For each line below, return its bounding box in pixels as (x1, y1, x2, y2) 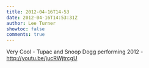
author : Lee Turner (6, 20, 56, 26)
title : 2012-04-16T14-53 (6, 8, 70, 15)
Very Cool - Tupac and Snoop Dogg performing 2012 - (6, 48, 144, 55)
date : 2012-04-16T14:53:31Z (6, 15, 78, 21)
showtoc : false (6, 25, 45, 32)
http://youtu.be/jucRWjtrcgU (6, 55, 78, 62)
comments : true (6, 32, 45, 38)
